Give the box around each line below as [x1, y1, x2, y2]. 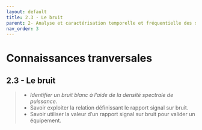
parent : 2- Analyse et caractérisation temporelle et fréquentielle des [6, 20, 192, 26]
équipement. [29, 117, 62, 124]
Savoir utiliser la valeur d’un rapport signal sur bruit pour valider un [29, 111, 195, 118]
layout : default [6, 8, 47, 15]
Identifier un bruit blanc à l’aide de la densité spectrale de [29, 91, 174, 99]
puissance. [29, 97, 58, 105]
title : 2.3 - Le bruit [6, 14, 63, 20]
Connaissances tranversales [6, 52, 152, 65]
